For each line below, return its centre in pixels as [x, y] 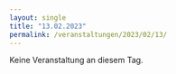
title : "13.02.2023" [48, 26]
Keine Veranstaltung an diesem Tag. [76, 60]
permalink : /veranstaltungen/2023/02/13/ [88, 34]
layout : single [38, 18]
